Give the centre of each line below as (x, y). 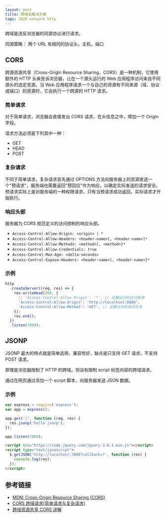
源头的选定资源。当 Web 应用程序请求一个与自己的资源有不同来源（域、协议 (82, 85)
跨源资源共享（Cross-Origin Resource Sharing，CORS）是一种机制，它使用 (82, 73)
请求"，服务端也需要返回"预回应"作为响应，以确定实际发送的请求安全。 (88, 185)
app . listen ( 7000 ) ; (24, 436)
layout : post (19, 10)
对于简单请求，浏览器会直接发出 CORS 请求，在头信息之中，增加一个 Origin (82, 117)
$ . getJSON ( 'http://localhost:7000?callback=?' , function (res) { (78, 455)
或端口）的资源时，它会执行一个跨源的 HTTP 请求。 (58, 91)
